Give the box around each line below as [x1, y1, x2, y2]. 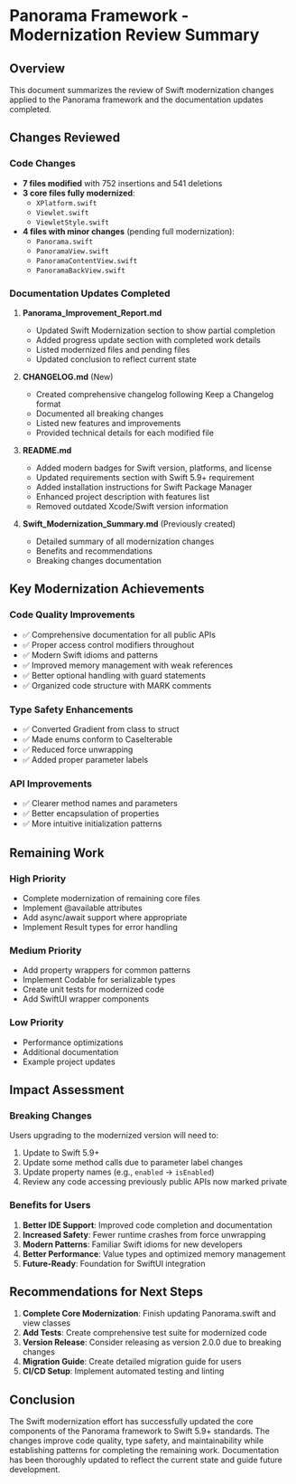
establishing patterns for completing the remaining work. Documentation [9, 1445, 280, 1456]
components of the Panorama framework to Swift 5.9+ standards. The [9, 1426, 271, 1437]
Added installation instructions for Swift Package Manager [35, 481, 253, 492]
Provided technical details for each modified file [35, 427, 215, 438]
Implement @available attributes [22, 902, 143, 913]
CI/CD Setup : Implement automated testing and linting [22, 1365, 225, 1376]
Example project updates [22, 1056, 116, 1067]
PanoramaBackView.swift [35, 266, 126, 275]
